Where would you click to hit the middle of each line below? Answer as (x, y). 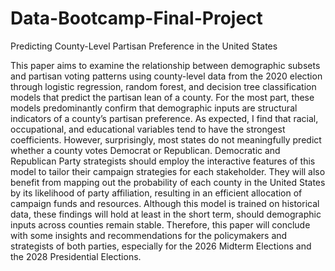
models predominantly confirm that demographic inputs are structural (154, 108)
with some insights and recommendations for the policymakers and (149, 235)
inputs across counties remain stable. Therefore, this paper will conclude (160, 224)
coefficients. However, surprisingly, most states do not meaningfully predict (166, 139)
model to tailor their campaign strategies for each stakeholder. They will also (168, 171)
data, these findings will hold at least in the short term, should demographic (166, 214)
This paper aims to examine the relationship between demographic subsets (165, 65)
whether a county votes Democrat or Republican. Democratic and (145, 150)
